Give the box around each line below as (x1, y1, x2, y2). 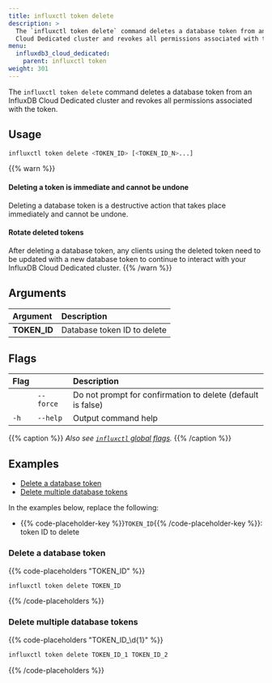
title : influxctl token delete (8, 11, 114, 20)
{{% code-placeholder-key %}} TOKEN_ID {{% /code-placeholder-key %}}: (19, 518, 263, 528)
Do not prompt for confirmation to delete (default (72, 389, 259, 401)
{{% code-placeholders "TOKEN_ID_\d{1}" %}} (8, 634, 164, 645)
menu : (8, 42, 27, 50)
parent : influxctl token (23, 58, 107, 66)
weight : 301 (8, 65, 49, 73)
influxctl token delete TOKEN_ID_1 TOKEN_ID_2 (8, 651, 168, 659)
